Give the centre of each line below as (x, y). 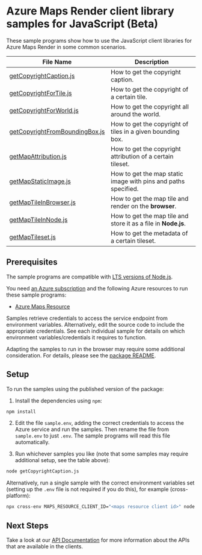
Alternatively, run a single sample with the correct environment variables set (100, 483)
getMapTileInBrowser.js (43, 202)
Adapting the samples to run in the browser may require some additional (96, 349)
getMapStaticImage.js (40, 181)
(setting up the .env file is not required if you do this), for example (87, 489)
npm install (21, 412)
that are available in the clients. (44, 546)
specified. (125, 189)
